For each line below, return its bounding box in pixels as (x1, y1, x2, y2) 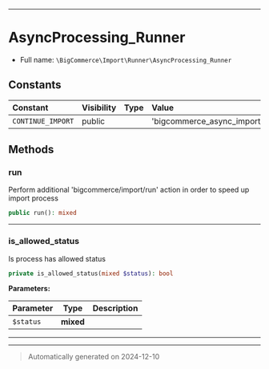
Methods (8, 143, 54, 156)
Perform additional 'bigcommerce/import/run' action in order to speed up (8, 185, 250, 195)
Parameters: (8, 284, 50, 294)
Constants (8, 78, 62, 92)
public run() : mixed (8, 209, 78, 217)
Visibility (81, 102, 117, 113)
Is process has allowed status (8, 253, 106, 263)
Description (92, 302, 139, 314)
